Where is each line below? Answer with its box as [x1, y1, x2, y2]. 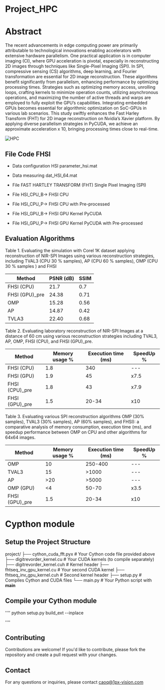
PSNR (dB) [49, 275, 75, 282]
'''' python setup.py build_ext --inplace [5, 610, 84, 616]
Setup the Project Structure [5, 538, 91, 546]
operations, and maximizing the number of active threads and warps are [5, 95, 151, 100]
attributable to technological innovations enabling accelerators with [5, 48, 141, 54]
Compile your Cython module [5, 597, 97, 605]
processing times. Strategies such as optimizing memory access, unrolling [5, 84, 156, 90]
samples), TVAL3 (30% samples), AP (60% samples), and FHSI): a [5, 419, 139, 425]
